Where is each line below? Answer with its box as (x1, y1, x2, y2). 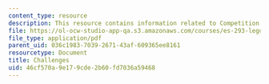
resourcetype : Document (8, 49, 88, 57)
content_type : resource (8, 11, 88, 20)
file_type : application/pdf (8, 34, 102, 42)
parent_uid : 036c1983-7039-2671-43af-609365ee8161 (8, 42, 181, 50)
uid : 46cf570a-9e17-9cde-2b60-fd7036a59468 (8, 64, 156, 72)
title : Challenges (8, 57, 70, 65)
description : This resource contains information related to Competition (8, 19, 260, 27)
